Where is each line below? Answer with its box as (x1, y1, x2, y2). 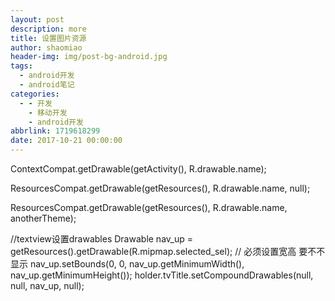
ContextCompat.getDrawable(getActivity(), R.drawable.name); (10, 163, 267, 175)
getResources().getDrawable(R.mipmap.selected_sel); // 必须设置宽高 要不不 (10, 246, 326, 257)
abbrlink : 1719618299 (10, 126, 101, 136)
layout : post (10, 14, 65, 25)
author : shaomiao (10, 42, 83, 53)
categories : (10, 89, 60, 99)
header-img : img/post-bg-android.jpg (10, 52, 168, 62)
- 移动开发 (28, 107, 68, 118)
